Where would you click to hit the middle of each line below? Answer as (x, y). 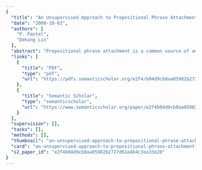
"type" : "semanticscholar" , (57, 101)
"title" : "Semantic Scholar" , (59, 96)
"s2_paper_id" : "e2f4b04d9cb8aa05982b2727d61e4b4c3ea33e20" (88, 152)
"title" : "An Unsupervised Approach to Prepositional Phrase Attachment (104, 17)
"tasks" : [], (27, 130)
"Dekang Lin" (33, 40)
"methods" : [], (30, 135)
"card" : (21, 146)
